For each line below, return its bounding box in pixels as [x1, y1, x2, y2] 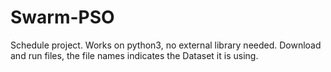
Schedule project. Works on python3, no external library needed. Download [10, 39, 322, 51]
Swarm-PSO [10, 6, 115, 29]
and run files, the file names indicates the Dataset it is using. [10, 49, 259, 61]
